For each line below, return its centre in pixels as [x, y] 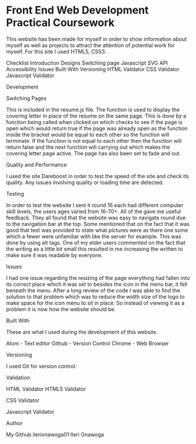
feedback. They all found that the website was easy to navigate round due [96, 218]
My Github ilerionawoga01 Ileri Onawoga [55, 434]
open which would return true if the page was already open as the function [97, 128]
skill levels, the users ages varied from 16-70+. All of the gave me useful [94, 211]
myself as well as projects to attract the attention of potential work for [90, 45]
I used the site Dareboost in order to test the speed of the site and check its [98, 176]
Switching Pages [26, 98]
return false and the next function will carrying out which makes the [88, 147]
